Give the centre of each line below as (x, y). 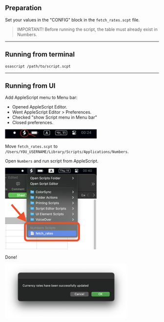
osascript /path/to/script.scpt (38, 66)
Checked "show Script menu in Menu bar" (55, 117)
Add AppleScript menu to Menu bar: (41, 98)
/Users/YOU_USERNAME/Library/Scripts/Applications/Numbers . (67, 151)
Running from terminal (40, 54)
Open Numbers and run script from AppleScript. (52, 161)
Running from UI (30, 86)
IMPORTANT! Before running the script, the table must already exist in (87, 29)
